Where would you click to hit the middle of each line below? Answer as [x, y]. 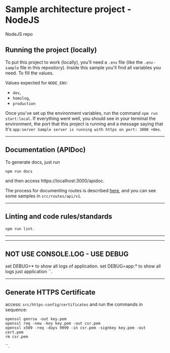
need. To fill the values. [30, 73]
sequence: [16, 310]
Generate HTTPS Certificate [50, 292]
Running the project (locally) [51, 50]
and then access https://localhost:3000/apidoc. [55, 181]
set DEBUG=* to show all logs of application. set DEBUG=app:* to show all [83, 266]
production [24, 104]
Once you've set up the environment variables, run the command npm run [81, 113]
